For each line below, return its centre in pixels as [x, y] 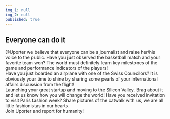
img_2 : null [18, 15]
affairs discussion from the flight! [40, 85]
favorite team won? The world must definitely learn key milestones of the [81, 63]
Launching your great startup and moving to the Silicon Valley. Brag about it [84, 90]
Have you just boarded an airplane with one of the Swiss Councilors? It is [82, 73]
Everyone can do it [36, 40]
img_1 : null [18, 10]
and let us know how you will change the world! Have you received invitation [85, 95]
